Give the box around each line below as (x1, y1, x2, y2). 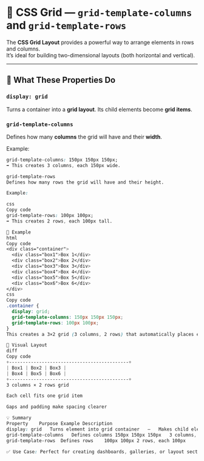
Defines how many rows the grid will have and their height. (6, 179, 165, 185)
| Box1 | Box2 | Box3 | (6, 365, 67, 371)
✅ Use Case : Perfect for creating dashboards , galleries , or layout (6, 448, 185, 455)
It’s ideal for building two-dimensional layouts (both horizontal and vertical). (6, 51, 195, 59)
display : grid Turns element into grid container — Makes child (6, 426, 189, 432)
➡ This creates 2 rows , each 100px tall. (6, 218, 113, 224)
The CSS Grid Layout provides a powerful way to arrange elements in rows (6, 38, 194, 46)
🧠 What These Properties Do (6, 75, 116, 85)
